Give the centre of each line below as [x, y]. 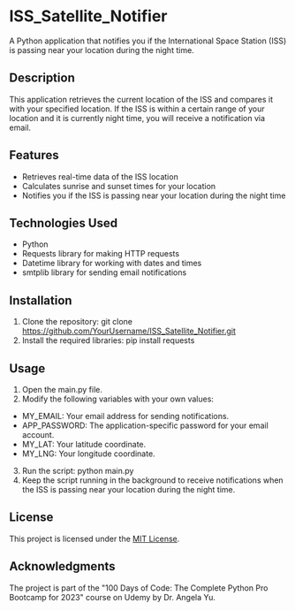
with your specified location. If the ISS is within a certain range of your [137, 109]
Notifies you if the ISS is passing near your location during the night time [154, 195]
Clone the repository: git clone [77, 322]
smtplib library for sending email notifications [104, 272]
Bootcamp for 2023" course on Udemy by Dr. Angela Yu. [113, 597]
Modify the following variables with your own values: [118, 399]
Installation [41, 300]
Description [42, 78]
